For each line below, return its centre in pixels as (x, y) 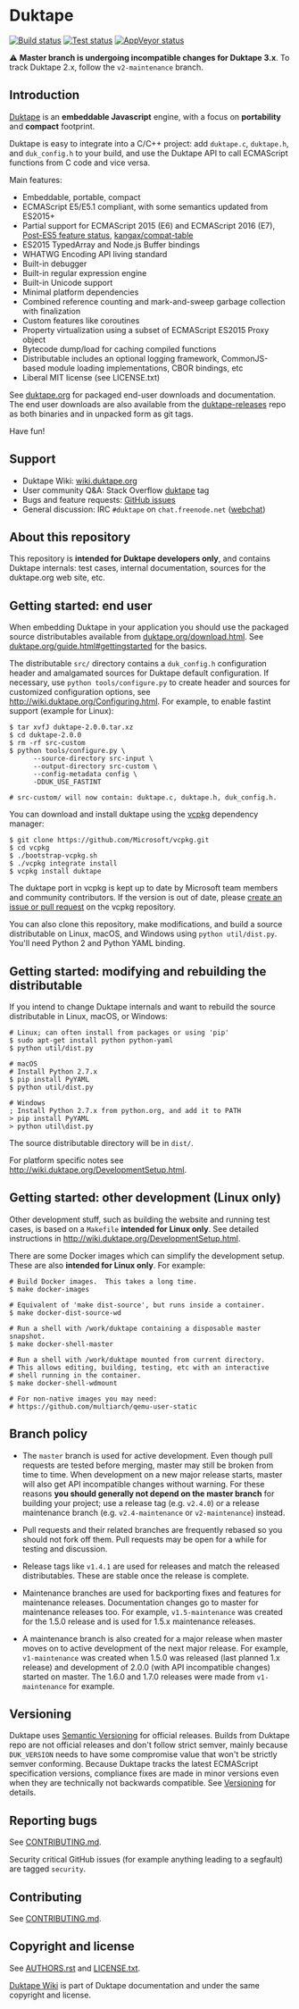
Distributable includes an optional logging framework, (121, 358)
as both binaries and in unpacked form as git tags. (101, 414)
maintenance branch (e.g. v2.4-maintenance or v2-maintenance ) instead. (154, 1512)
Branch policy (48, 1434)
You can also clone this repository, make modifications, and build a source (146, 925)
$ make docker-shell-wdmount (63, 1383)
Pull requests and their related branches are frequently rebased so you (152, 1529)
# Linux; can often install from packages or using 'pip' (119, 1033)
